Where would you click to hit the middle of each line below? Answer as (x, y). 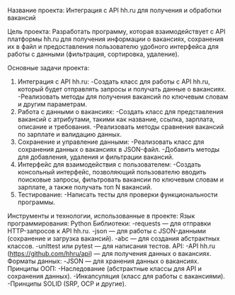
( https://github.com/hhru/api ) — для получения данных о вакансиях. (109, 254)
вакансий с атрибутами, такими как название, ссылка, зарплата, (116, 119)
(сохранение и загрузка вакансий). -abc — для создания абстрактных (114, 238)
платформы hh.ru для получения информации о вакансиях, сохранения (116, 39)
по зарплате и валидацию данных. (70, 134)
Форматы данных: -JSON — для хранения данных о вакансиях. (103, 261)
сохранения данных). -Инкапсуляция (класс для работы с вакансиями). (116, 276)
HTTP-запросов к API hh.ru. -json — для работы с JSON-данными (107, 231)
